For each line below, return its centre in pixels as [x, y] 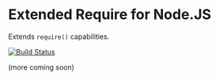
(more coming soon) [42, 67]
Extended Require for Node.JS [110, 15]
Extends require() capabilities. [59, 36]
